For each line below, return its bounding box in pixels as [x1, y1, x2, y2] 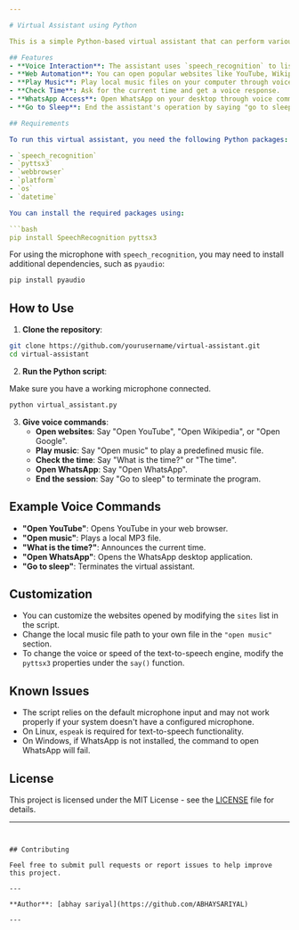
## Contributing [9, 844, 69, 854]
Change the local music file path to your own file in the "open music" [21, 630, 273, 640]
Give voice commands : [21, 416, 109, 427]
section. [21, 638, 53, 649]
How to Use [9, 300, 75, 316]
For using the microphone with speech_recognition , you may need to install [9, 249, 285, 259]
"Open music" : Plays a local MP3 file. [21, 532, 162, 543]
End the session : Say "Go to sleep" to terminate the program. [35, 473, 262, 484]
